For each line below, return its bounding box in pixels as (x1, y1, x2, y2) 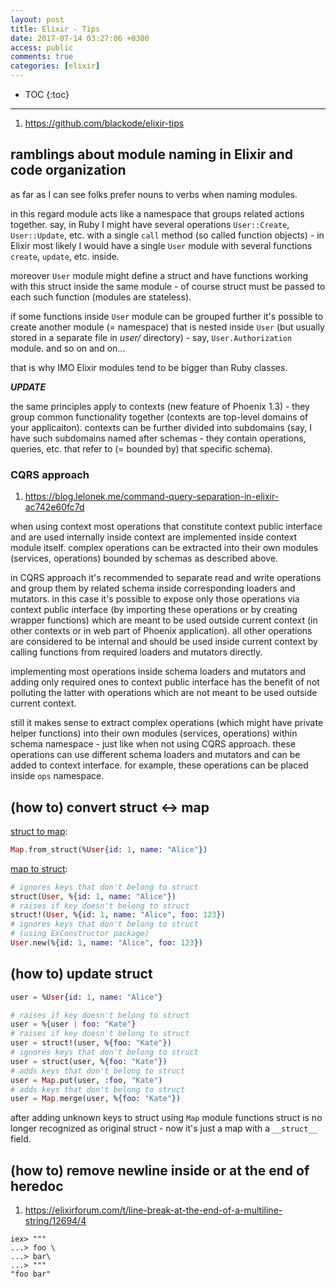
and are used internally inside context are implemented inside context (10, 531, 298, 543)
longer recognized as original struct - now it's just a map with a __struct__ (10, 1122, 318, 1135)
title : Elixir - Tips (10, 24, 101, 34)
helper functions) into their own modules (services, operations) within (10, 727, 298, 740)
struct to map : (10, 825, 68, 837)
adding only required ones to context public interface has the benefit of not (10, 676, 320, 688)
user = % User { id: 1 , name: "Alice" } (10, 992, 163, 1002)
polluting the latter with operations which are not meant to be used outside (10, 687, 318, 699)
